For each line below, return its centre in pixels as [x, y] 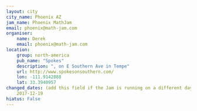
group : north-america [43, 55]
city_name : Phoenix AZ [34, 17]
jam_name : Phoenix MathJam [39, 22]
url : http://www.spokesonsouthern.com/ [65, 72]
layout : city [22, 11]
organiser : [19, 33]
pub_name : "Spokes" [40, 60]
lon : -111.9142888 [39, 77]
